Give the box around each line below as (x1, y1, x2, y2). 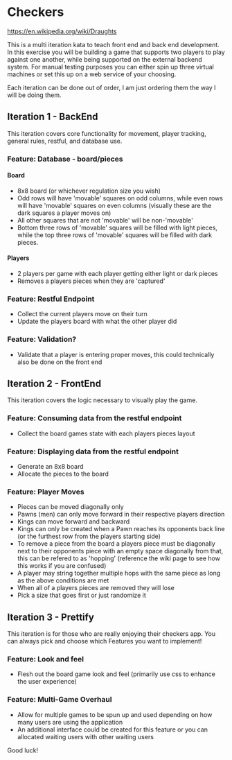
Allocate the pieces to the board (17, 469, 109, 478)
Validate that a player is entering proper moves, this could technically (17, 350, 215, 359)
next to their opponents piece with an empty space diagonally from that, (17, 547, 224, 555)
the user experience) (17, 677, 78, 686)
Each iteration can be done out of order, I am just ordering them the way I (7, 83, 216, 92)
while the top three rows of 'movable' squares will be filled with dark (17, 230, 213, 239)
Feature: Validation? (7, 334, 77, 344)
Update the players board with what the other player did (17, 317, 177, 326)
